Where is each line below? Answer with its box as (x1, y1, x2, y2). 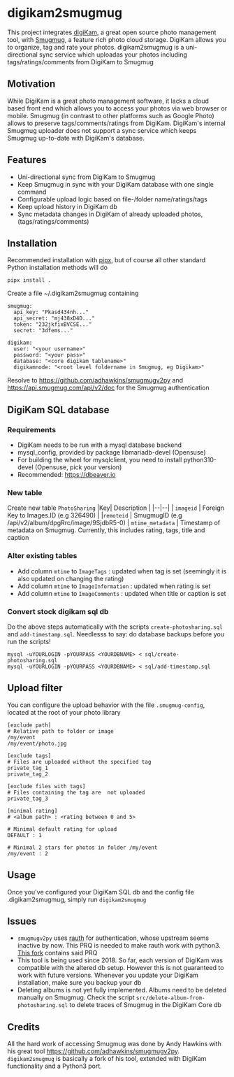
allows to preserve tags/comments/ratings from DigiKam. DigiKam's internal (7, 119, 226, 127)
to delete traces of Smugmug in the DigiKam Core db (69, 1001, 222, 1009)
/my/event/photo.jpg (7, 740, 68, 747)
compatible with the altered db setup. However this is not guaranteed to (17, 964, 224, 972)
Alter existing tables (7, 551, 78, 561)
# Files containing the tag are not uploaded (7, 789, 145, 796)
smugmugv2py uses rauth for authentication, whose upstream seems (17, 934, 210, 942)
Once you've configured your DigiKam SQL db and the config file (7, 887, 194, 896)
